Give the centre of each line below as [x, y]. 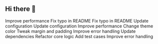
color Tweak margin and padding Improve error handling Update [70, 31]
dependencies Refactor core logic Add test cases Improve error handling [79, 36]
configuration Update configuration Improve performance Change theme [79, 26]
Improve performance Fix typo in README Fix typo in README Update [77, 21]
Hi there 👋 [20, 9]
